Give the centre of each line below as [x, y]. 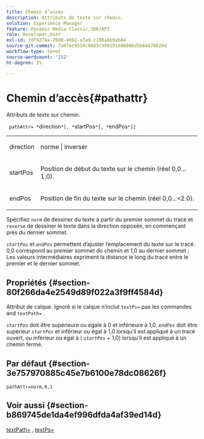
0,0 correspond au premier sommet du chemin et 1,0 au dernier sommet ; [98, 251]
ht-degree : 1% [24, 63]
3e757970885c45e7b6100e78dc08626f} [87, 373]
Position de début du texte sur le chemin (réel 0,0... [113, 169]
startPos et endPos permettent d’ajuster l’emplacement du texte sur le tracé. [101, 244]
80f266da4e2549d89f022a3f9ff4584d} [85, 292]
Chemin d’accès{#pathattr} [77, 98]
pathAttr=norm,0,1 [29, 387]
